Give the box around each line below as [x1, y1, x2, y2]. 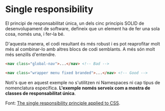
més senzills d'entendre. [5, 51, 57, 58]
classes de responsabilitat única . [5, 90, 76, 96]
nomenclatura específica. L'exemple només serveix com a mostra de [5, 85, 150, 91]
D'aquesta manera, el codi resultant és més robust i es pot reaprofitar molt [5, 40, 160, 46]
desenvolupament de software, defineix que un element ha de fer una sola [5, 25, 160, 31]
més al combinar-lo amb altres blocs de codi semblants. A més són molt [5, 46, 155, 52]
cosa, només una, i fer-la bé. [5, 31, 65, 37]
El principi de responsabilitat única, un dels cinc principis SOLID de [5, 20, 145, 26]
